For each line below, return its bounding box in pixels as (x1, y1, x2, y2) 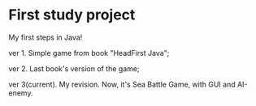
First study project (8, 6, 136, 24)
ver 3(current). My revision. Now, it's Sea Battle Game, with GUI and (8, 79, 236, 89)
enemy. (8, 87, 33, 98)
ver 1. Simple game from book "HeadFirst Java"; (8, 48, 170, 57)
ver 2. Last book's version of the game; (8, 63, 140, 74)
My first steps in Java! (8, 32, 83, 42)
